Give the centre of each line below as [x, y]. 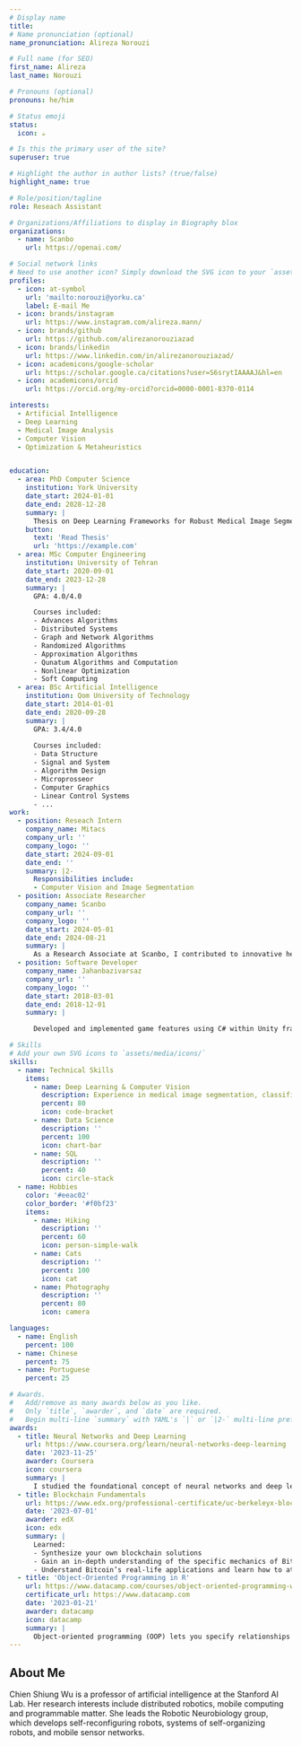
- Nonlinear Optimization [81, 671]
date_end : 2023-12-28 [65, 580]
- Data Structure [65, 755]
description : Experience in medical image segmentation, [150, 1096]
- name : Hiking [61, 1220]
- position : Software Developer [78, 963]
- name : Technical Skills [66, 1070]
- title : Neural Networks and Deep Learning [102, 1436]
